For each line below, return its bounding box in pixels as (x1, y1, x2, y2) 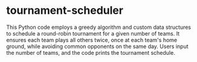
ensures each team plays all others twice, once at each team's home (6, 36, 177, 43)
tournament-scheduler (6, 4, 124, 17)
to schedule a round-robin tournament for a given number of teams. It (6, 29, 180, 37)
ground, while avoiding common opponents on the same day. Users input (6, 43, 189, 50)
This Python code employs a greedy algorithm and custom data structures (6, 23, 192, 31)
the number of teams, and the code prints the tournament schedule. (6, 49, 175, 56)
